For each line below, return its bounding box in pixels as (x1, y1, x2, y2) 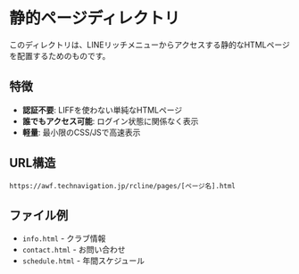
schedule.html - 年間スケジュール (21, 255, 145, 266)
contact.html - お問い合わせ (21, 245, 127, 255)
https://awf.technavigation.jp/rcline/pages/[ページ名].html (9, 181, 237, 190)
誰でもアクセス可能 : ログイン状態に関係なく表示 (21, 115, 199, 126)
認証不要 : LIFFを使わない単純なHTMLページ (21, 104, 183, 115)
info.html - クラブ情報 (21, 233, 106, 244)
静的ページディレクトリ (9, 8, 180, 29)
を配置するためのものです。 (9, 50, 111, 61)
